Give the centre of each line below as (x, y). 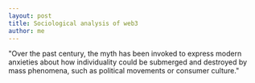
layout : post (30, 16)
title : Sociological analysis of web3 (73, 23)
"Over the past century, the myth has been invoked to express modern (125, 54)
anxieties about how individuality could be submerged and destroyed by (128, 62)
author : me (27, 31)
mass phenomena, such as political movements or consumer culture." (124, 71)
